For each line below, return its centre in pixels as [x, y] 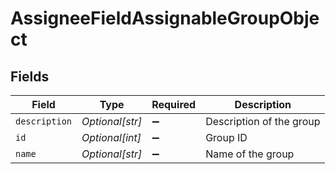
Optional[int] [111, 137]
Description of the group [263, 121]
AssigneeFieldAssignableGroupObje [165, 18]
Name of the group [250, 154]
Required [174, 104]
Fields [30, 76]
